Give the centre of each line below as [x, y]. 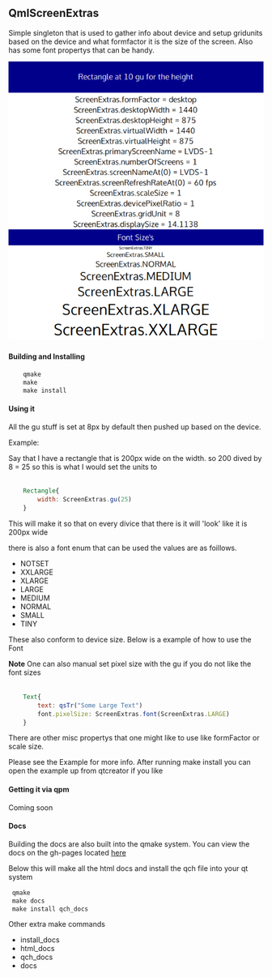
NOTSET [35, 564]
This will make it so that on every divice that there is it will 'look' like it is [128, 524]
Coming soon [31, 807]
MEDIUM [35, 598]
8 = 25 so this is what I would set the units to [83, 467]
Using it [21, 409]
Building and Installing [47, 356]
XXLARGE [37, 572]
